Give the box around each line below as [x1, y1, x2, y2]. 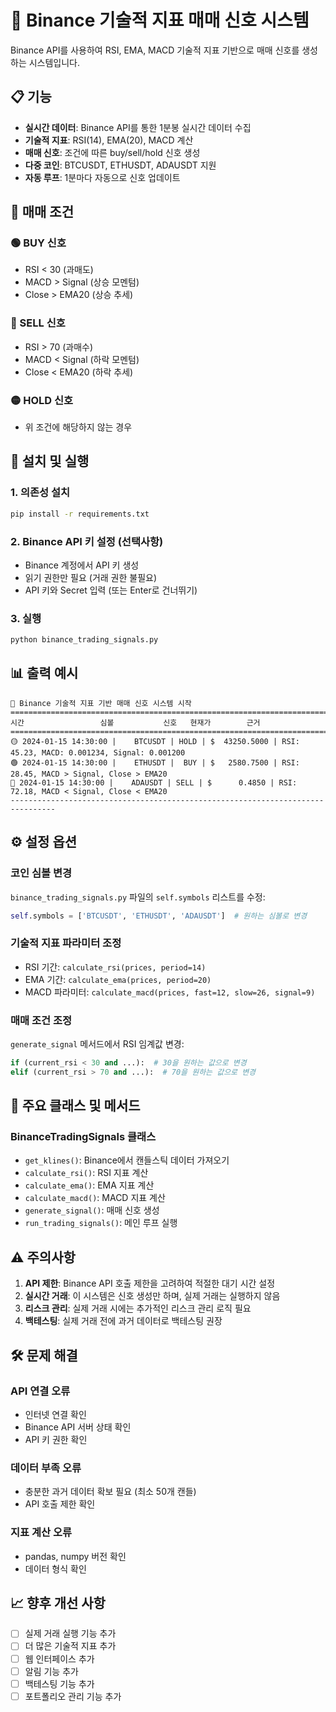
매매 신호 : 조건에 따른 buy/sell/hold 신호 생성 [24, 146, 201, 158]
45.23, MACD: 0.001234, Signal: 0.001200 [10, 747, 186, 758]
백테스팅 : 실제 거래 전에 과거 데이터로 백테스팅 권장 [24, 1315, 223, 1327]
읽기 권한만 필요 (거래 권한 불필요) [24, 571, 158, 583]
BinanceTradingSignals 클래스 [10, 1130, 157, 1144]
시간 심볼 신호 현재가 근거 [10, 717, 261, 728]
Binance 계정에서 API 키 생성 [24, 559, 140, 571]
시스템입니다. [28, 56, 81, 68]
